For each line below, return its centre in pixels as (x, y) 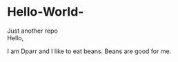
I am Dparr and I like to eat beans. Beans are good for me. (89, 51)
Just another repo (33, 31)
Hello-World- (46, 12)
